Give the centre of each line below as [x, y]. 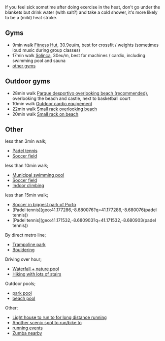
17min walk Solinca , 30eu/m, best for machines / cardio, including [79, 55]
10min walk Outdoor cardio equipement [52, 103]
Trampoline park [29, 245]
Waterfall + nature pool [35, 269]
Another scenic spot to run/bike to [47, 323]
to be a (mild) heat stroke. [31, 17]
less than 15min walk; [27, 195]
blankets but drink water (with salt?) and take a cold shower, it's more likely [81, 12]
